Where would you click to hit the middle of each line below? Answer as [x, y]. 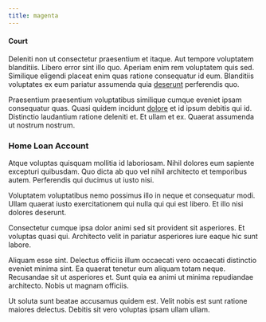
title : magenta [33, 16]
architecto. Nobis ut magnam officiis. [68, 286]
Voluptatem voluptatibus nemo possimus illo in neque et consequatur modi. [132, 195]
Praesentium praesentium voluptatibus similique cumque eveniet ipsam [125, 100]
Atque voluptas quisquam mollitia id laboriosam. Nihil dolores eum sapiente [131, 163]
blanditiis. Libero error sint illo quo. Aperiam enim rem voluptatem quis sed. [131, 67]
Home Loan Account [49, 146]
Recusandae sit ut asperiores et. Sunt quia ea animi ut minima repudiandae [131, 277]
